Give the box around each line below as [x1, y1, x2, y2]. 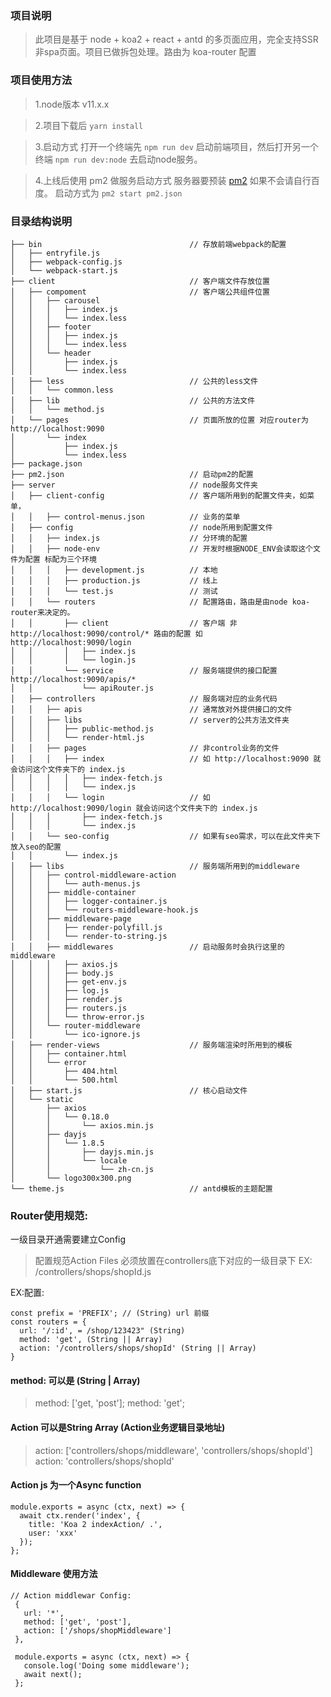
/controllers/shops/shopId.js [34, 1266, 152, 1278]
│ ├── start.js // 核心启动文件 [10, 1085, 248, 1096]
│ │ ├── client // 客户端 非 [10, 618, 238, 628]
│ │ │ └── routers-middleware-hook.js [10, 905, 199, 915]
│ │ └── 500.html [10, 1075, 118, 1085]
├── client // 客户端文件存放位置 [10, 276, 270, 286]
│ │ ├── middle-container [10, 887, 137, 897]
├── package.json [10, 458, 83, 469]
